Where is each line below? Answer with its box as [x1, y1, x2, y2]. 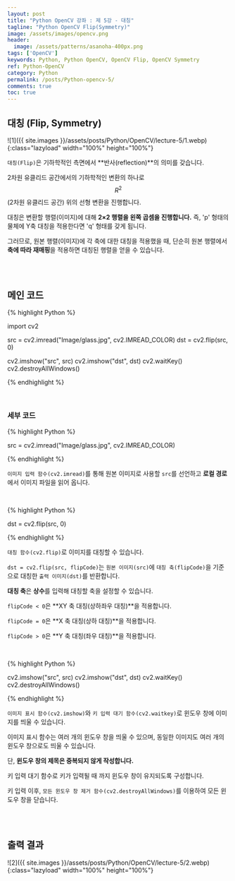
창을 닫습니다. [20, 795, 58, 803]
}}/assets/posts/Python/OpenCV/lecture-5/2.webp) [61, 858, 210, 867]
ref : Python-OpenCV [7, 63, 65, 70]
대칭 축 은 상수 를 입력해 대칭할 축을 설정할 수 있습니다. [7, 587, 153, 595]
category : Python [7, 69, 58, 76]
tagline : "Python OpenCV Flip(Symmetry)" [7, 23, 131, 30]
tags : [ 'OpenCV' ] [7, 50, 58, 57]
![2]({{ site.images [7, 858, 60, 867]
